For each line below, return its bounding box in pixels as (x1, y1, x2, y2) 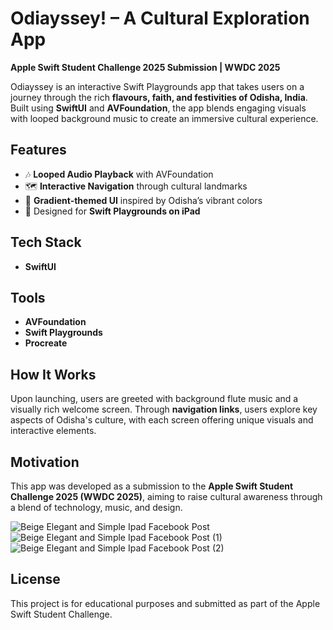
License (10, 571, 61, 588)
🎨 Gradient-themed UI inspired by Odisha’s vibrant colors (24, 194, 263, 206)
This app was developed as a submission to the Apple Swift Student (10, 480, 294, 492)
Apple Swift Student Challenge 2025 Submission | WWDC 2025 (10, 61, 281, 73)
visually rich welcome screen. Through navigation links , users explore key (10, 403, 318, 416)
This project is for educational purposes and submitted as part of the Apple (10, 597, 321, 609)
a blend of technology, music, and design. (10, 502, 183, 513)
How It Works (10, 366, 97, 383)
